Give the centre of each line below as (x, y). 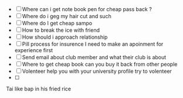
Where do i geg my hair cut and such (67, 16)
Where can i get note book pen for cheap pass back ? (87, 9)
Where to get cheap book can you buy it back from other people (100, 64)
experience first (34, 50)
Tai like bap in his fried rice (39, 89)
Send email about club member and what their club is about (94, 57)
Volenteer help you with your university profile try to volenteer (97, 71)
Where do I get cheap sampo (57, 23)
